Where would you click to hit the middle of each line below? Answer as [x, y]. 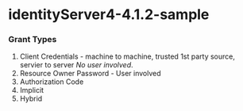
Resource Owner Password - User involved [90, 74]
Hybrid [31, 99]
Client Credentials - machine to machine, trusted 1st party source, [127, 56]
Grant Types [33, 40]
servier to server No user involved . [76, 65]
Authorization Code [52, 82]
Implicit [32, 90]
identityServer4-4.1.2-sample [109, 15]
